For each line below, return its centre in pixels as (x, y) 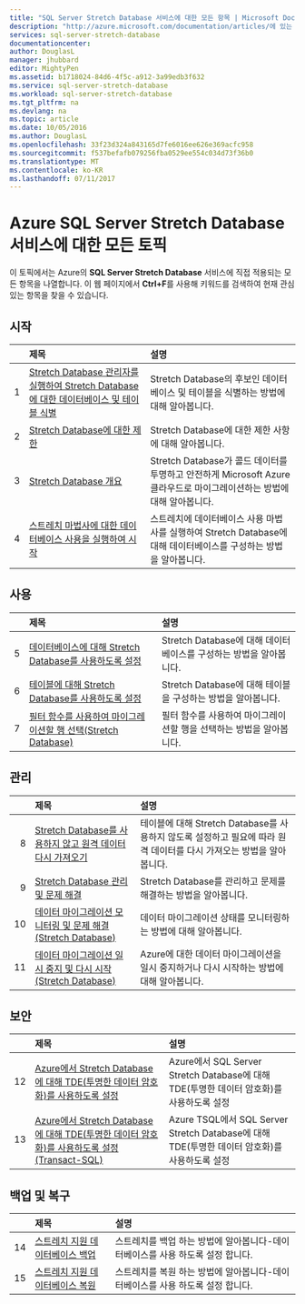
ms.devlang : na (38, 111)
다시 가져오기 (61, 858)
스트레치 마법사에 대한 (73, 526)
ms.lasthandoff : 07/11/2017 (63, 178)
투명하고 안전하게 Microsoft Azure (220, 474)
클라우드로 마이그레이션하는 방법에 (220, 488)
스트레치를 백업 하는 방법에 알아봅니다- (194, 1241)
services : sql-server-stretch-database (85, 35)
